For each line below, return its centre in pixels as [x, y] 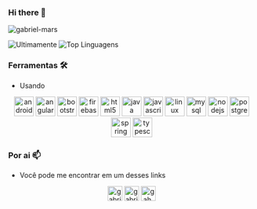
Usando [32, 85]
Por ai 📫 [25, 155]
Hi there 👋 [27, 13]
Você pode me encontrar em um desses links [92, 175]
